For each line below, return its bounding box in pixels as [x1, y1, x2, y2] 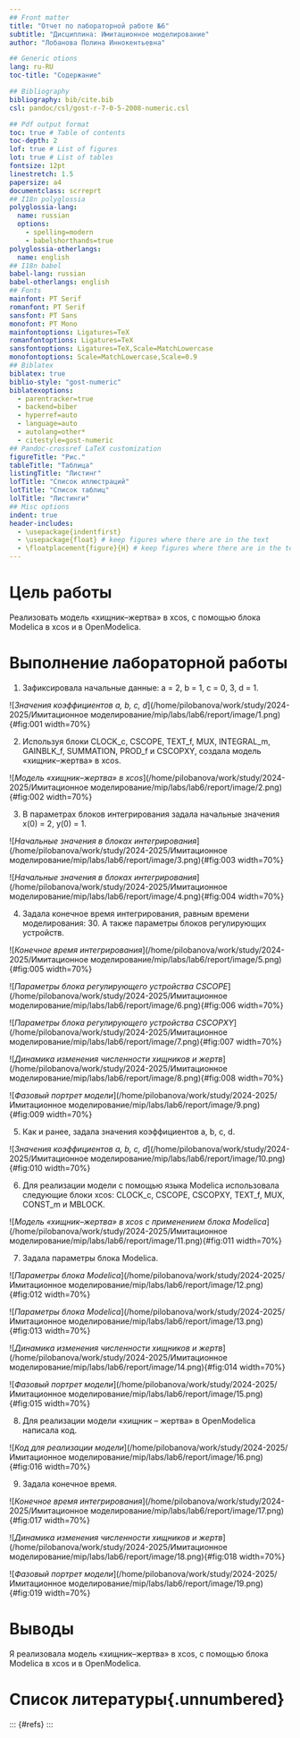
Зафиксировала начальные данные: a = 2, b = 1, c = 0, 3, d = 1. [21, 682, 259, 693]
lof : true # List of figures [9, 145, 118, 154]
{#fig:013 [9, 1325, 43, 1335]
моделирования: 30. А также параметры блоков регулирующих [21, 918, 267, 928]
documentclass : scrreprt [9, 186, 102, 195]
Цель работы [9, 582, 112, 603]
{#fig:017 [9, 1514, 43, 1525]
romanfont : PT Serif [9, 302, 87, 311]
